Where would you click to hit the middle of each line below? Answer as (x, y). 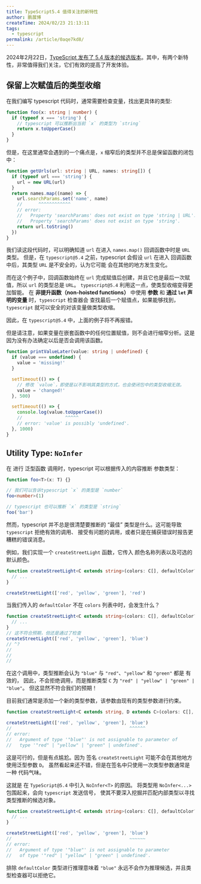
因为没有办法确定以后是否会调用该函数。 (56, 340)
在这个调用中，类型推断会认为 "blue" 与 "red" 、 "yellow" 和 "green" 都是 (95, 673)
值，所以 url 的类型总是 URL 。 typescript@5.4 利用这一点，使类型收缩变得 (97, 285)
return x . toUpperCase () (47, 129)
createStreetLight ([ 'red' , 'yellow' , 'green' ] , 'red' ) (76, 593)
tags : (13, 28)
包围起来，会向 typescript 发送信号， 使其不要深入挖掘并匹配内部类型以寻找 (100, 792)
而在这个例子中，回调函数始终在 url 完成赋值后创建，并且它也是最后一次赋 (98, 278)
